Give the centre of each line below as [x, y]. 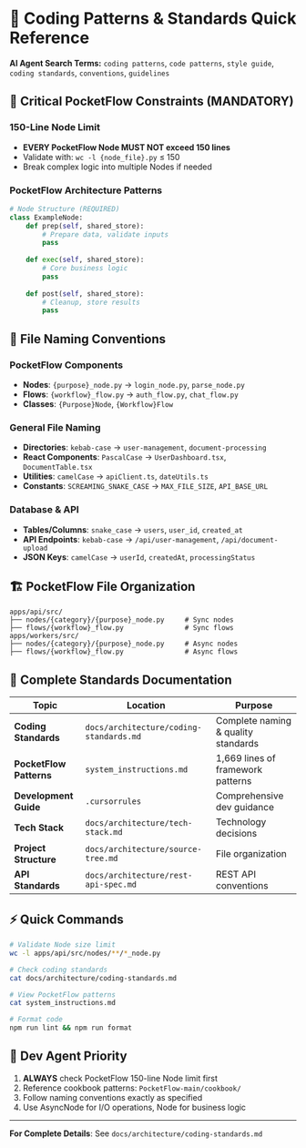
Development [44, 796]
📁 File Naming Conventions [88, 339]
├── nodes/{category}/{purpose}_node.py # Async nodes [124, 644]
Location [146, 706]
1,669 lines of [245, 758]
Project [30, 848]
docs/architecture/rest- [139, 876]
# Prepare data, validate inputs [106, 234]
